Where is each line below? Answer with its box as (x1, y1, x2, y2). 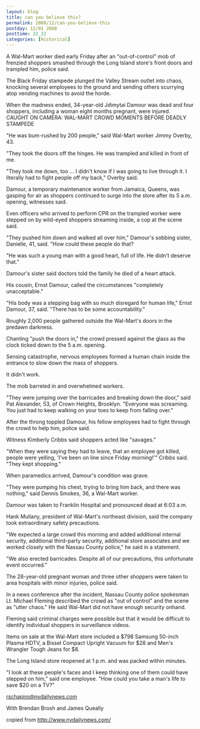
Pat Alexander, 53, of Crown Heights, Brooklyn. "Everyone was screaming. (6, 400, 189, 407)
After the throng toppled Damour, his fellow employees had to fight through (6, 418, 190, 425)
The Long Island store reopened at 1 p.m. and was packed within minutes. (6, 657, 187, 664)
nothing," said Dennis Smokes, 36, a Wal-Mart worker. (6, 490, 139, 497)
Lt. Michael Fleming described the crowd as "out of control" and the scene (6, 597, 189, 604)
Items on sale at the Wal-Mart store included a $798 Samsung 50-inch (6, 633, 179, 640)
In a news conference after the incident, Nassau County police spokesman (6, 591, 189, 598)
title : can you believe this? (6, 14, 82, 20)
